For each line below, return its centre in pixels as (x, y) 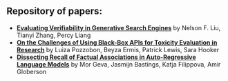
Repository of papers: (55, 11)
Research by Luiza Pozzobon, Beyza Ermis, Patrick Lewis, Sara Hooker (118, 49)
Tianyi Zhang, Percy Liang (54, 35)
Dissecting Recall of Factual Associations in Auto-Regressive (106, 57)
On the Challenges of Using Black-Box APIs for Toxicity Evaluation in (117, 42)
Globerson (31, 71)
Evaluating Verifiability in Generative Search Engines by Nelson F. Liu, (118, 27)
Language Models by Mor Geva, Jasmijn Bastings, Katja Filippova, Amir (118, 64)
